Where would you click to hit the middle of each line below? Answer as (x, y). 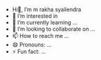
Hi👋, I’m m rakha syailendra (47, 9)
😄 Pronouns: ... (32, 45)
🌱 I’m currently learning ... (45, 22)
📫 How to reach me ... (40, 36)
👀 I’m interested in (35, 16)
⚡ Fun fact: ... (29, 51)
